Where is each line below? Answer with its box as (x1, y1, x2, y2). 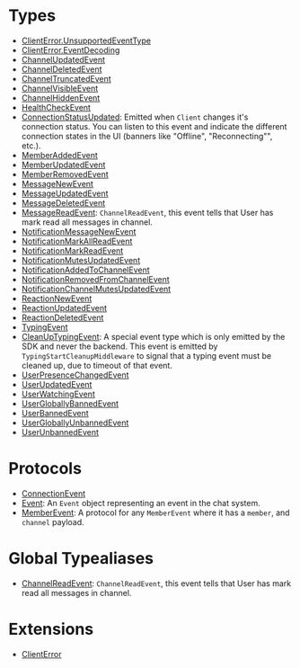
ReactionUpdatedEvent (21, 302, 108, 313)
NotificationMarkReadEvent (21, 245, 124, 256)
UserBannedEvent (21, 407, 89, 418)
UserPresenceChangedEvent (21, 370, 129, 380)
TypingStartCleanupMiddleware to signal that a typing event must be (21, 350, 271, 361)
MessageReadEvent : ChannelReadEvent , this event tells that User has (21, 207, 274, 218)
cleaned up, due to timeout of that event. (21, 360, 172, 370)
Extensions (8, 619, 94, 639)
